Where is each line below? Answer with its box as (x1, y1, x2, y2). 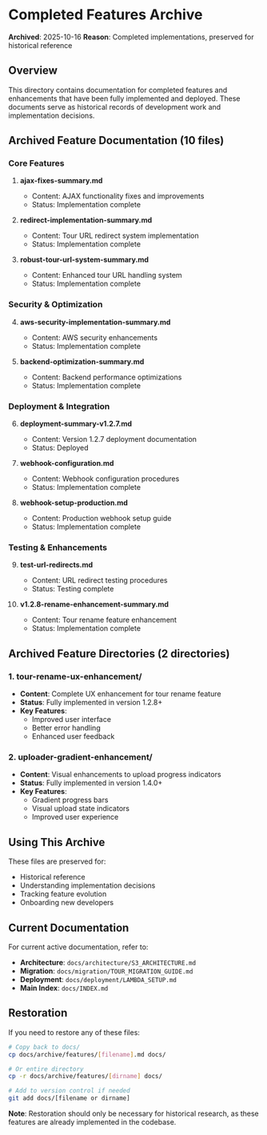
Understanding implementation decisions (19, 880, 156, 890)
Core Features (8, 158, 65, 169)
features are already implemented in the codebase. (8, 1117, 177, 1126)
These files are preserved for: (8, 856, 106, 866)
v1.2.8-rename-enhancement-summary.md (19, 600, 169, 609)
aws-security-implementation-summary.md (19, 317, 171, 327)
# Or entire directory (8, 1065, 84, 1073)
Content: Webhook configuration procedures (31, 474, 180, 483)
